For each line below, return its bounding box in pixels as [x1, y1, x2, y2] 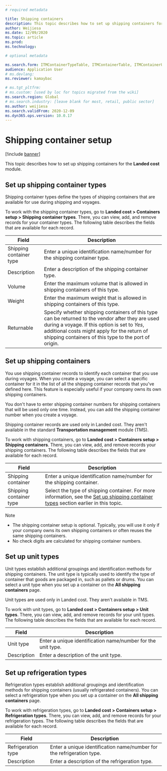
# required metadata [5, 7, 48, 12]
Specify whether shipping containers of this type [44, 309, 158, 315]
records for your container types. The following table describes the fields [5, 219, 155, 225]
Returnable [7, 324, 33, 331]
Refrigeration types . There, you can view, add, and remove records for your [5, 713, 162, 719]
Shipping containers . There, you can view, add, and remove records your [5, 442, 156, 448]
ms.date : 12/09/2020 [5, 30, 48, 35]
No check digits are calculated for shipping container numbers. [12, 538, 142, 544]
